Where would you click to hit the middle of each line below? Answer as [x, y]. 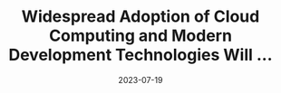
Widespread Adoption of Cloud [140, 17]
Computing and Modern [140, 36]
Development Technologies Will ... [140, 55]
